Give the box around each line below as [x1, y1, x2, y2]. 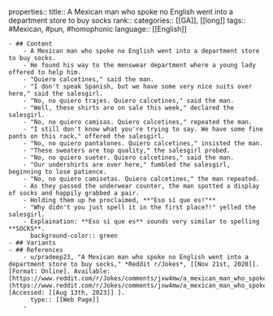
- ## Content [8, 40, 53, 48]
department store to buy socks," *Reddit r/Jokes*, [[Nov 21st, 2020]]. [8, 260, 260, 268]
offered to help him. [8, 68, 82, 76]
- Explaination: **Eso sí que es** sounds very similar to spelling [23, 218, 260, 226]
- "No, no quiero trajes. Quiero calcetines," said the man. [23, 97, 234, 105]
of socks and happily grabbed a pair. [8, 189, 140, 197]
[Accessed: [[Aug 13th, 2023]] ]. [8, 288, 126, 297]
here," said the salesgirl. [8, 89, 104, 97]
